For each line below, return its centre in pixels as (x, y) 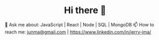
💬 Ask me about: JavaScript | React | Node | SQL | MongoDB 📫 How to (79, 24)
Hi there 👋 (85, 10)
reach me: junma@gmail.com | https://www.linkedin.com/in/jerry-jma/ (78, 32)
